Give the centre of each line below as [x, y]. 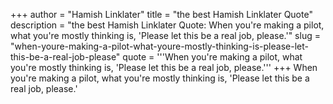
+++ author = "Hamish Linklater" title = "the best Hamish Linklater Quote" [161, 14]
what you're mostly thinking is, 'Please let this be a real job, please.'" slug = [165, 35]
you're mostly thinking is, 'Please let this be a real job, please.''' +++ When [164, 67]
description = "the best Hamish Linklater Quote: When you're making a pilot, [167, 25]
